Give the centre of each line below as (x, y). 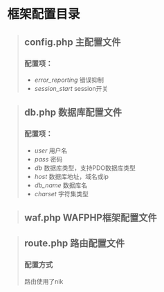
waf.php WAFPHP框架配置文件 (90, 217)
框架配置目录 (44, 14)
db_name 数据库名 (61, 185)
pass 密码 (48, 159)
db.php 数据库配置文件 (73, 113)
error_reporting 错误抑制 (69, 80)
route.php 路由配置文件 (74, 243)
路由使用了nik (44, 281)
